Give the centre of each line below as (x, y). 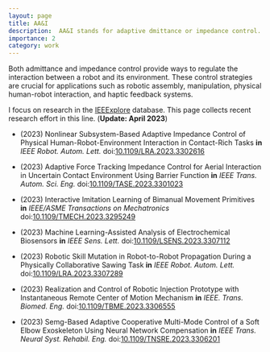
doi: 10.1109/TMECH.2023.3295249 (78, 217)
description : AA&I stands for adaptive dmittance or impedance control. (135, 31)
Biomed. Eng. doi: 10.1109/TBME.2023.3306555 (98, 306)
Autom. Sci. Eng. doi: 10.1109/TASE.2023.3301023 (102, 184)
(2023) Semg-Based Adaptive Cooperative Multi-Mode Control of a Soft (139, 322)
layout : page (30, 16)
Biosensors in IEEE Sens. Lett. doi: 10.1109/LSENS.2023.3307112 (125, 241)
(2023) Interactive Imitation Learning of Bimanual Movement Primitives (137, 200)
